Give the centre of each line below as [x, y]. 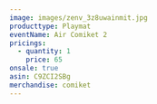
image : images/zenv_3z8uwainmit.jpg [78, 18]
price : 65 [44, 60]
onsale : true [34, 69]
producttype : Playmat [50, 26]
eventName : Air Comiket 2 [58, 34]
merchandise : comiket [50, 85]
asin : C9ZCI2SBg [40, 77]
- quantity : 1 [44, 52]
